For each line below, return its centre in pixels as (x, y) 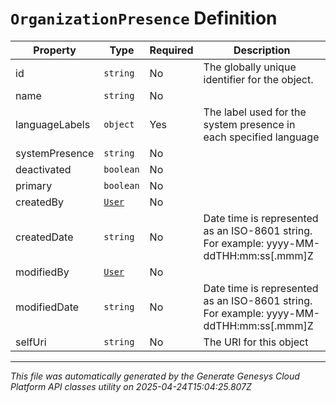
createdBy (40, 202)
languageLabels (53, 124)
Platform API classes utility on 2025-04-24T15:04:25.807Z (131, 386)
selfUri (31, 342)
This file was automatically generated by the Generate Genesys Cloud (155, 376)
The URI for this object (256, 342)
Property (55, 50)
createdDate (44, 237)
